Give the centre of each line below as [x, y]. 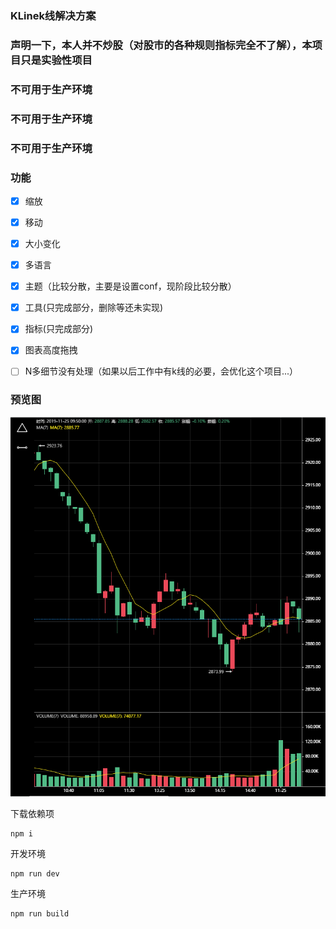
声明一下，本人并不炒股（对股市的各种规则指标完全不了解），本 [161, 45]
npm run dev [35, 873]
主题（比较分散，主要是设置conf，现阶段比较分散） [130, 286]
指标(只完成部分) [58, 329]
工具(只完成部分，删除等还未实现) [93, 308]
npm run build [40, 913]
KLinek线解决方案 [53, 15]
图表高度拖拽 [51, 350]
